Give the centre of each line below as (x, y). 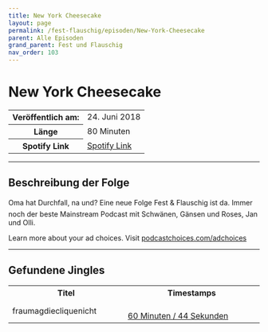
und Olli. (22, 222)
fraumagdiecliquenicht (55, 311)
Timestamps (192, 293)
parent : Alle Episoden (46, 38)
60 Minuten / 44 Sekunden (178, 315)
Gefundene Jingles (57, 270)
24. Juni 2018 (114, 117)
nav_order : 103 (33, 53)
